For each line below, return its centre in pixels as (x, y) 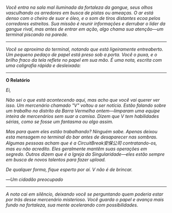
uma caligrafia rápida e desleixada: (43, 65)
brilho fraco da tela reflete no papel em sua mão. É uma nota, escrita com (84, 60)
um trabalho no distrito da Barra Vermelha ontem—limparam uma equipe (83, 111)
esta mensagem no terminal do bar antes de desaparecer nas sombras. (82, 137)
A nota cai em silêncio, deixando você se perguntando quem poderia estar (85, 194)
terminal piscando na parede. (37, 34)
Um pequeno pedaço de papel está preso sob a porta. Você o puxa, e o (81, 55)
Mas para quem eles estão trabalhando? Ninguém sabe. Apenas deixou (82, 132)
